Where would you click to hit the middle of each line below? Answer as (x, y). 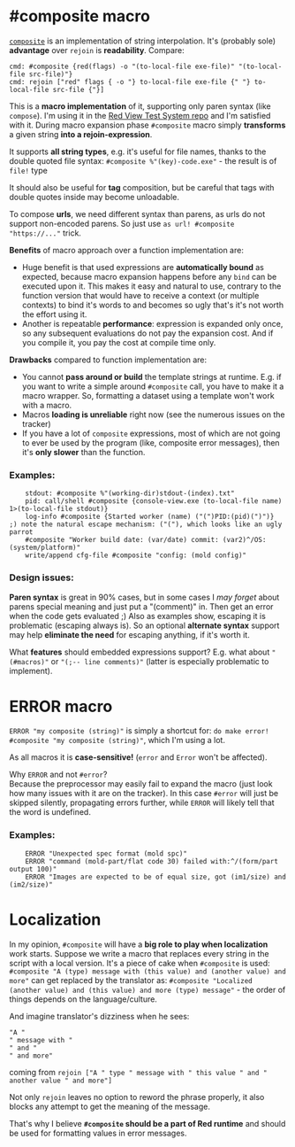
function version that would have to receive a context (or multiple (140, 295)
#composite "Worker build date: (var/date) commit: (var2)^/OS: (146, 540)
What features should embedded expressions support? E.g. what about (140, 652)
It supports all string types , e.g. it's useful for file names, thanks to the (138, 151)
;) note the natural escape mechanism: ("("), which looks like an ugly (146, 524)
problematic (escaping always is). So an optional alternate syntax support (144, 625)
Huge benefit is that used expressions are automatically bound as (143, 267)
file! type (29, 170)
